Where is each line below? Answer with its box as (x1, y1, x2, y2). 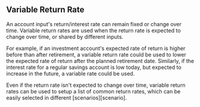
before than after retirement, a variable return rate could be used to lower (6, 51, 187, 58)
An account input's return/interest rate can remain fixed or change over (6, 20, 182, 27)
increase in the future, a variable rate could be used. (6, 70, 135, 77)
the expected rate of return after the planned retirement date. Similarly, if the (6, 57, 195, 64)
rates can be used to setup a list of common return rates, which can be (6, 87, 181, 95)
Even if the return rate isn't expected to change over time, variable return (6, 81, 186, 89)
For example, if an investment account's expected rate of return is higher (6, 45, 186, 52)
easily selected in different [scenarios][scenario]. (6, 94, 127, 101)
